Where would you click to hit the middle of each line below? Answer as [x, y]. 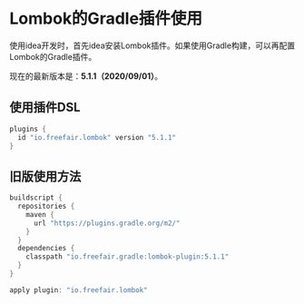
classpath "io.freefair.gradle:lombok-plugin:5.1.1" [127, 257]
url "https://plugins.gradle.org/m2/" [107, 223]
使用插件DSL [45, 108]
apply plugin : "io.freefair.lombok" [78, 290]
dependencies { [46, 249]
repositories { [46, 206]
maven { [40, 214]
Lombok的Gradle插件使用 [106, 19]
